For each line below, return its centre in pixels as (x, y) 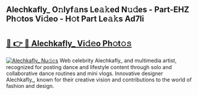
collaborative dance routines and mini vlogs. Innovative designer (85, 73)
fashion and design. (30, 86)
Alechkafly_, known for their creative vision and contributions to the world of (99, 80)
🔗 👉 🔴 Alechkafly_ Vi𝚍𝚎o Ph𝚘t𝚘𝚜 (69, 43)
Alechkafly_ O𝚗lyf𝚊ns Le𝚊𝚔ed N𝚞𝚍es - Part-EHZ (98, 10)
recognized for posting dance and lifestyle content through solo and (89, 67)
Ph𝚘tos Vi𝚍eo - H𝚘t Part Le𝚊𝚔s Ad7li (75, 19)
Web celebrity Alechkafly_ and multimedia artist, (118, 60)
